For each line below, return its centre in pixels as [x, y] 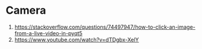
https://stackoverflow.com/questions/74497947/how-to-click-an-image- [105, 27]
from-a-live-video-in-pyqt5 [48, 33]
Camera [26, 10]
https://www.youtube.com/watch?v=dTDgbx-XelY [77, 39]
